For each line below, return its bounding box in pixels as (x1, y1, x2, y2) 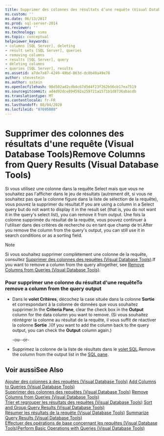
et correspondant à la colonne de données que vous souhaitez (12, 301, 138, 308)
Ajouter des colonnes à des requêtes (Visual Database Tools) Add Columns (5, 378, 156, 384)
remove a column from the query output (5, 285, 102, 292)
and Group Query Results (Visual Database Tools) (5, 404, 105, 410)
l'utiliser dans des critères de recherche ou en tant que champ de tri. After (5, 222, 153, 228)
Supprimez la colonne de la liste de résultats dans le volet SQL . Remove (12, 346, 155, 352)
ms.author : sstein (5, 80, 42, 84)
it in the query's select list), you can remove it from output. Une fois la (5, 211, 145, 217)
